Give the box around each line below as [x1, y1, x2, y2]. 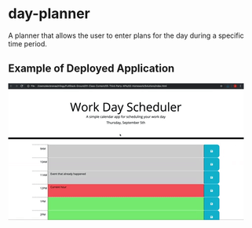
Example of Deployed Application [8, 62, 175, 75]
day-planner [8, 5, 90, 23]
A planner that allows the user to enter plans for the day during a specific [8, 31, 245, 40]
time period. [8, 39, 47, 48]
